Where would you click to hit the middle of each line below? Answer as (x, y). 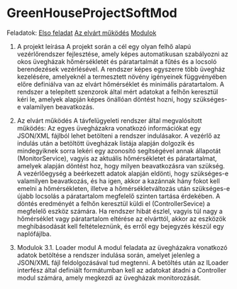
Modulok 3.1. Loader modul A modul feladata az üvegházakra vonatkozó (122, 247)
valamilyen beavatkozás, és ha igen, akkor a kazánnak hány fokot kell (118, 181)
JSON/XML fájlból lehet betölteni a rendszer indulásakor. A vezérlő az (118, 136)
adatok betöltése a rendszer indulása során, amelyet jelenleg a (108, 255)
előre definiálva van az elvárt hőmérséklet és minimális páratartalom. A (121, 84)
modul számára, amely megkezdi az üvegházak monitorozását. (109, 278)
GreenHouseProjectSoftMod (92, 13)
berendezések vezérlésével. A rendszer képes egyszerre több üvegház (121, 69)
